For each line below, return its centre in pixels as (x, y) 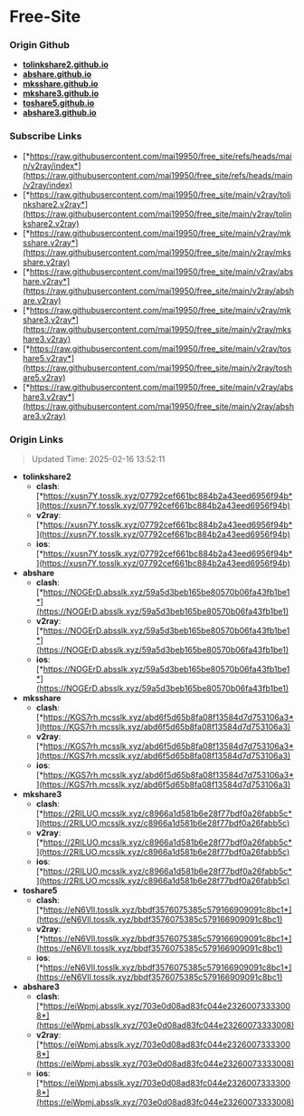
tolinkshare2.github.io (65, 64)
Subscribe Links (46, 136)
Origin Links (37, 439)
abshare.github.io (57, 74)
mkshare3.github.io (61, 93)
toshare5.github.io (58, 103)
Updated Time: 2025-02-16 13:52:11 (98, 459)
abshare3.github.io (59, 113)
